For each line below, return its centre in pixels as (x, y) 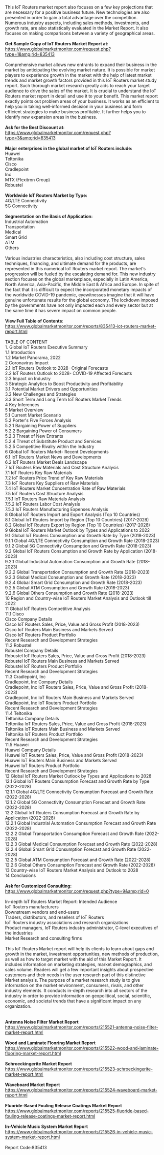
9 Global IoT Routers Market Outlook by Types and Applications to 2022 (78, 530)
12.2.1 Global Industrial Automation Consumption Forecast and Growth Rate (81, 823)
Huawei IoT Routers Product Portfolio (42, 766)
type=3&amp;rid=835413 (30, 138)
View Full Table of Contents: (34, 321)
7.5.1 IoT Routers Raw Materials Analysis (45, 499)
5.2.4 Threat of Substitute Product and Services (53, 441)
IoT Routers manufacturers (32, 907)
